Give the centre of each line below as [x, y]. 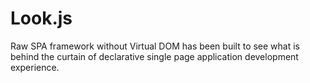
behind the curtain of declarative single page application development [154, 56]
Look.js [41, 18]
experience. [35, 67]
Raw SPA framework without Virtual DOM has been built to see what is [155, 46]
